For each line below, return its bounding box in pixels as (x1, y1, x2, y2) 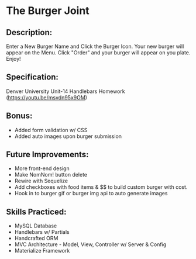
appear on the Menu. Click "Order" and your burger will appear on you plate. (6, 49, 191, 56)
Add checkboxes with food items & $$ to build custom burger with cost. (14, 184, 188, 191)
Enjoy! (6, 56, 22, 62)
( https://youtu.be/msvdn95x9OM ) (6, 94, 88, 101)
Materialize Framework (14, 247, 70, 254)
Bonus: (6, 111, 33, 121)
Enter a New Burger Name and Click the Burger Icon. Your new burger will (6, 43, 184, 50)
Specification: (6, 72, 59, 82)
